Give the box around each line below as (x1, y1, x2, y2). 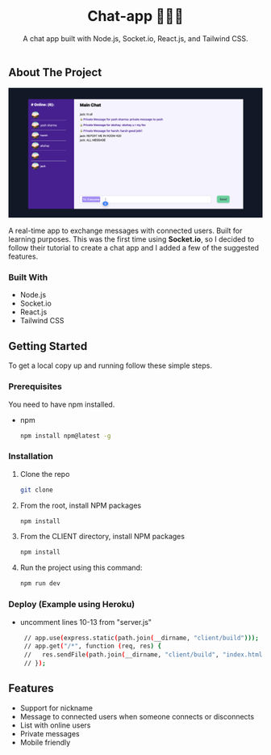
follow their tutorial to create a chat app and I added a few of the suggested (8, 243, 260, 253)
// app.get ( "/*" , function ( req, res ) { (23, 642, 162, 651)
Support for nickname (19, 702, 93, 713)
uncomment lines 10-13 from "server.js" (19, 617, 152, 626)
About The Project (8, 65, 102, 79)
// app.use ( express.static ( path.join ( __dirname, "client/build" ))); (23, 634, 260, 642)
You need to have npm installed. (8, 399, 115, 409)
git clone (19, 486, 54, 494)
